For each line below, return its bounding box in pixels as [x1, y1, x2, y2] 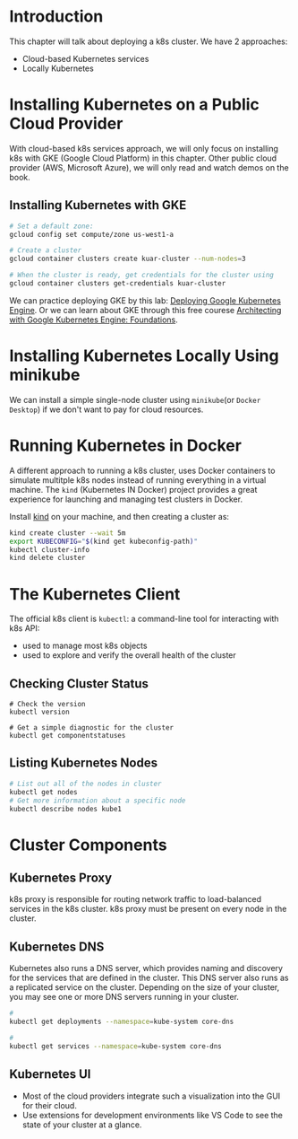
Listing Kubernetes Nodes [9, 756, 158, 771]
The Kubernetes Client [9, 583, 181, 604]
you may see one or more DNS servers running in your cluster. [9, 992, 240, 1003]
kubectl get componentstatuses [9, 732, 126, 740]
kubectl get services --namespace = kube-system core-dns [9, 1041, 222, 1051]
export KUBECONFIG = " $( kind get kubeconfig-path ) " [9, 537, 199, 546]
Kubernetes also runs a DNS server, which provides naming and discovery [9, 963, 284, 974]
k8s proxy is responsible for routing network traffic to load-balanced [9, 894, 262, 905]
